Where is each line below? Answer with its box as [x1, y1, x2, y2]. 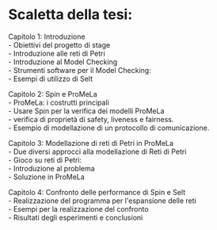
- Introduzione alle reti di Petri [8, 48, 105, 58]
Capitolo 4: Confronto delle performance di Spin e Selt [8, 187, 186, 197]
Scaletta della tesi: [8, 6, 133, 24]
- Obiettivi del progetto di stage [8, 40, 111, 49]
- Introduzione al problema [8, 163, 95, 173]
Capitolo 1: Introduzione [8, 32, 86, 41]
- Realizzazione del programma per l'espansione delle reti [8, 196, 196, 205]
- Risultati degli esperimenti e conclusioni [8, 213, 143, 222]
